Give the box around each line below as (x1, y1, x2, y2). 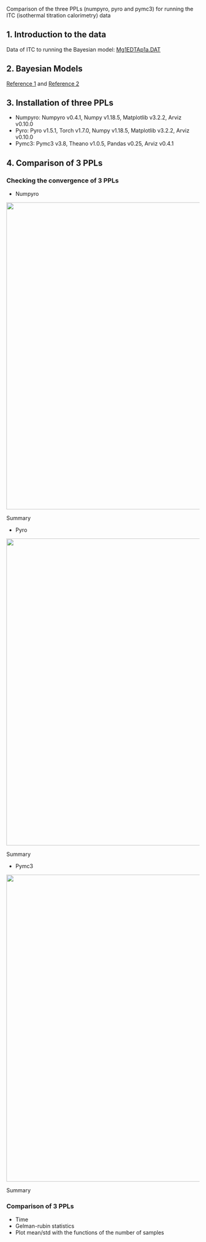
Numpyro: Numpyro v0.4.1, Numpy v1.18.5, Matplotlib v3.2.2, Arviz (15, 114, 182, 122)
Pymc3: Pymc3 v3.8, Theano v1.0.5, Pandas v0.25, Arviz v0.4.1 (15, 140, 174, 147)
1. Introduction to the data (6, 29, 106, 40)
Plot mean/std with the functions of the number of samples (15, 1229, 164, 1236)
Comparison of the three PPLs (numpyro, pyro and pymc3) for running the (6, 6, 194, 12)
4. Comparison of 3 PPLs (6, 158, 103, 168)
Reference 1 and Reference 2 (6, 80, 80, 87)
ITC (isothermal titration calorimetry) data (6, 12, 111, 19)
